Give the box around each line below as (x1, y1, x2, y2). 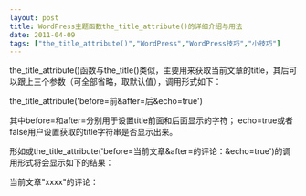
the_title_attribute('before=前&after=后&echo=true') (9, 96, 204, 107)
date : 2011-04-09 (9, 30, 76, 39)
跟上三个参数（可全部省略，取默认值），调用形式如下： (16, 77, 222, 88)
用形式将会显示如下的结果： (9, 157, 114, 169)
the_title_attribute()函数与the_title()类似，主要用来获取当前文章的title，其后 (9, 65, 290, 76)
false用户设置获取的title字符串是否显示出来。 (9, 127, 178, 138)
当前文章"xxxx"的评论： (9, 177, 99, 188)
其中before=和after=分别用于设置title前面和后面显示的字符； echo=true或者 (9, 115, 294, 126)
